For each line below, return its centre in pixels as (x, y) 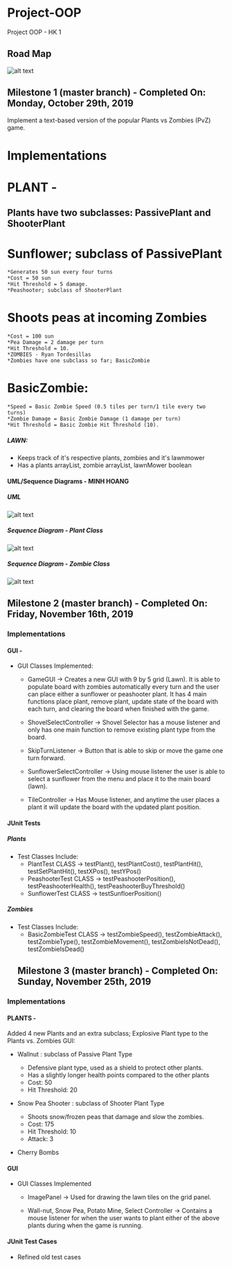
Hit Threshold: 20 (52, 1090)
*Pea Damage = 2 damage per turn (55, 343)
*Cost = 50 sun (29, 278)
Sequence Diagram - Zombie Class (59, 564)
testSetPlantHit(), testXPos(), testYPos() (84, 871)
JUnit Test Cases (32, 1241)
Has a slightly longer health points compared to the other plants (118, 1075)
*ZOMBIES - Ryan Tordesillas (49, 355)
